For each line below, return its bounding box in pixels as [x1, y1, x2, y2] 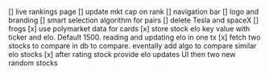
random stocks [8, 58, 58, 68]
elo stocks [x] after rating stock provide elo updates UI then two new [8, 50, 236, 59]
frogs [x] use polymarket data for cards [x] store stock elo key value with [8, 24, 250, 33]
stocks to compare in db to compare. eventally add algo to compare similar [8, 41, 257, 51]
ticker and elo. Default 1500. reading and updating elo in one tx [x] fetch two [8, 32, 261, 42]
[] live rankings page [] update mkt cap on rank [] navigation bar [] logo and [8, 7, 259, 16]
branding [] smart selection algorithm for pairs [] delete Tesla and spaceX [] [8, 15, 259, 25]
